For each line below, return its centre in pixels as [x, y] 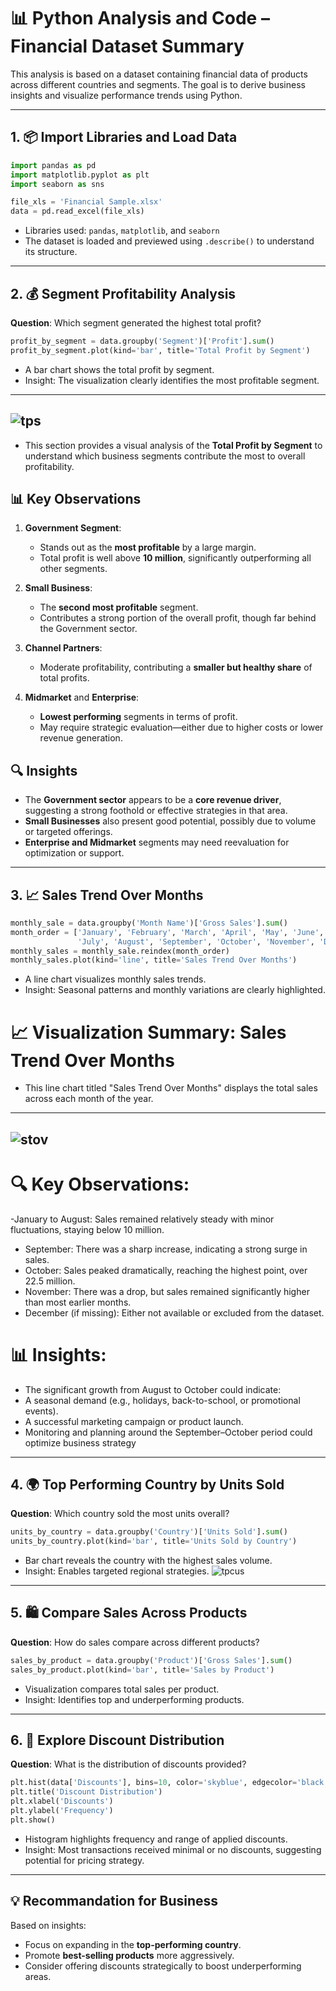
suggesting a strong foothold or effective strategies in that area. [156, 811]
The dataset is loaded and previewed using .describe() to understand [169, 241]
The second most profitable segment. [119, 607]
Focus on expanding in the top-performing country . [133, 1944]
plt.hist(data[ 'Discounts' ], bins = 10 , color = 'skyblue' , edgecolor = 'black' [169, 1783]
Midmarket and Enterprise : [82, 697]
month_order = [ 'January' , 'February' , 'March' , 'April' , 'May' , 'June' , [167, 932]
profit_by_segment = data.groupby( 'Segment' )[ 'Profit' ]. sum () [142, 341]
